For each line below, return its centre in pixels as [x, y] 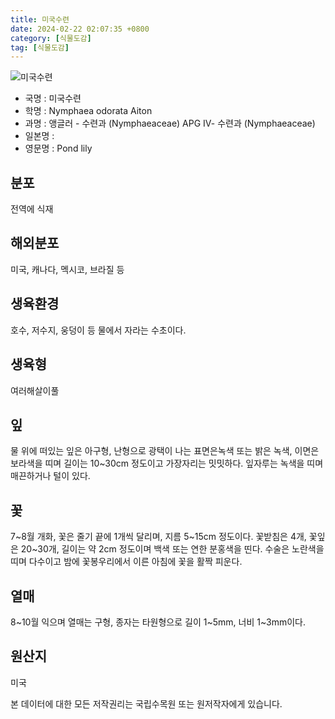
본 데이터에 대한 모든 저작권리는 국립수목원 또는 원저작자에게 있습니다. [146, 703]
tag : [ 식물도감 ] [40, 47]
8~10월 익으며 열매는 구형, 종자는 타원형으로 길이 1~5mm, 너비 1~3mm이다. [158, 622]
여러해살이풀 [35, 390]
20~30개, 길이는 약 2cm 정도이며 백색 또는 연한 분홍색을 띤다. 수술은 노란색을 [172, 549]
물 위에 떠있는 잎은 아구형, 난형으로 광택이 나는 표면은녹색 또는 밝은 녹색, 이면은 [165, 451]
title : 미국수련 [40, 19]
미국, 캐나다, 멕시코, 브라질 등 [67, 269]
